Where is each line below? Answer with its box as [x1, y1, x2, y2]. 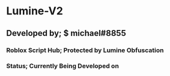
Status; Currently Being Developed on [6, 62, 119, 70]
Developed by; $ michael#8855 [6, 28, 126, 38]
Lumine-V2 [6, 4, 63, 18]
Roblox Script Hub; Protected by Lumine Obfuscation [6, 46, 164, 54]
